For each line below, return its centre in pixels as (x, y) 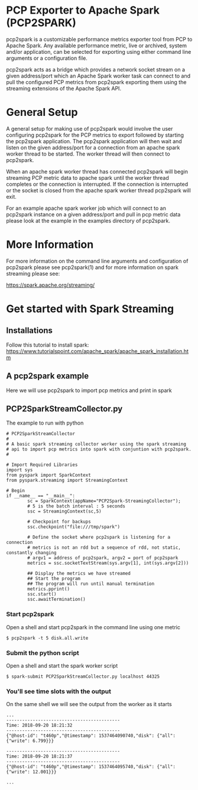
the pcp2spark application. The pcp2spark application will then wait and (94, 141)
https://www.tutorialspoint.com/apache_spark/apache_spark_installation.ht (98, 351)
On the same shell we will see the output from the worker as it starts (89, 704)
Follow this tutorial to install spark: (48, 345)
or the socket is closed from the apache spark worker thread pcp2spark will (98, 190)
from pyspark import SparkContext (49, 475)
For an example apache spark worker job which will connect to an (86, 208)
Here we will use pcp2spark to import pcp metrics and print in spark (89, 390)
